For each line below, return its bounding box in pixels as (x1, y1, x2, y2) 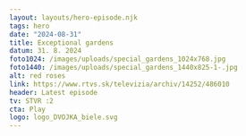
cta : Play (9, 105, 47, 114)
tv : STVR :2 (9, 96, 54, 106)
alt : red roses (9, 72, 66, 81)
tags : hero (9, 21, 50, 30)
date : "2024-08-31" (9, 30, 82, 38)
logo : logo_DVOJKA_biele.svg (9, 113, 118, 122)
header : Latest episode (9, 88, 98, 97)
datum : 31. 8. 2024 (9, 47, 82, 55)
